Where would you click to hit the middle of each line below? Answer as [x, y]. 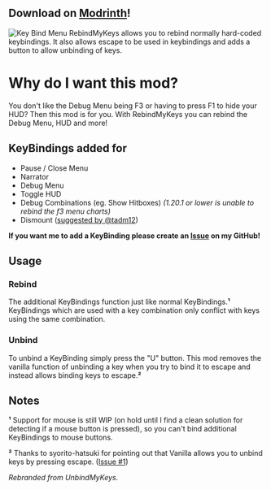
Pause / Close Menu [54, 168]
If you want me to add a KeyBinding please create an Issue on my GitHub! [134, 236]
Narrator [34, 176]
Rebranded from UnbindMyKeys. [63, 478]
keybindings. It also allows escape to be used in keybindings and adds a [129, 41]
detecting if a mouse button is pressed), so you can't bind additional [123, 429]
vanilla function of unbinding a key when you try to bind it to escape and [129, 366]
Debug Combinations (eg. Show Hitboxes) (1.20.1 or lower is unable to [137, 202]
